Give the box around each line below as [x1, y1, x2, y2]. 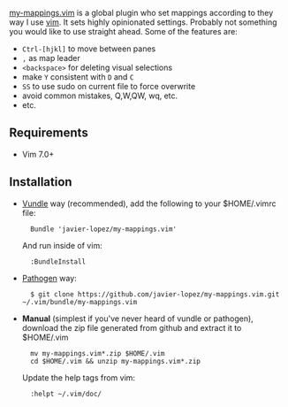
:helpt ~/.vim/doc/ [30, 389, 102, 398]
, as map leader [21, 53, 81, 63]
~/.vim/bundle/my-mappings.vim [21, 297, 138, 306]
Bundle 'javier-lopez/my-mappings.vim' [30, 225, 177, 234]
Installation [9, 174, 72, 189]
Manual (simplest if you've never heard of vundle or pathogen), [21, 313, 254, 324]
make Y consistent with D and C [21, 72, 134, 82]
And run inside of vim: [21, 240, 103, 250]
